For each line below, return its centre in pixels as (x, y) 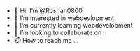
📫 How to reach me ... (46, 40)
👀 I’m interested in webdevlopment (64, 18)
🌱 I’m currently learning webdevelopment (73, 25)
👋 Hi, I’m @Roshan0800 (48, 11)
